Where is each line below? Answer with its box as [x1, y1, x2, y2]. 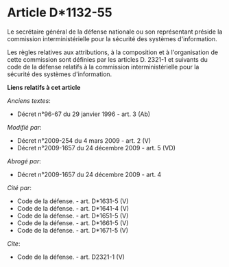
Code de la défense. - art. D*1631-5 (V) [16, 197, 129, 205]
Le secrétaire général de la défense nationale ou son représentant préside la [7, 27, 223, 36]
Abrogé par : [7, 156, 41, 165]
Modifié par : [7, 123, 43, 131]
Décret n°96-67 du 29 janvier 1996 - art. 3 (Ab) [16, 110, 151, 118]
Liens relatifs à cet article [7, 83, 81, 91]
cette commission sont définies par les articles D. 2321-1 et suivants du [7, 55, 208, 63]
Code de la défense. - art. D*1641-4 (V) [16, 204, 129, 212]
